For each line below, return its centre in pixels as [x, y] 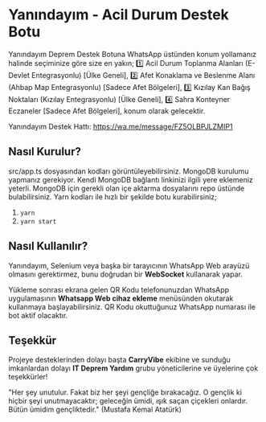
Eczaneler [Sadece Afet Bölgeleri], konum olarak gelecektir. [107, 111]
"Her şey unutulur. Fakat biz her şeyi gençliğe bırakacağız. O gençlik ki [125, 392]
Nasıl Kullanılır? [48, 246]
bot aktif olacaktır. [38, 315]
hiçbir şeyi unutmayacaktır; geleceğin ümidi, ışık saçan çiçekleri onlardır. [128, 401]
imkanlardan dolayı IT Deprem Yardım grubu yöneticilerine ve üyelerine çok [133, 368]
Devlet [19, 75]
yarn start [38, 221]
